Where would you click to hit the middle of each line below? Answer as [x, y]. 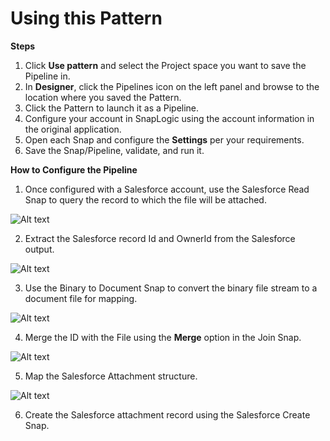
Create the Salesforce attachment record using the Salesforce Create [167, 414]
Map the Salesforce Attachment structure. [111, 376]
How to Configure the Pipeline [74, 169]
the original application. [73, 129]
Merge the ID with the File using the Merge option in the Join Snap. [163, 337]
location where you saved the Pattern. [103, 97]
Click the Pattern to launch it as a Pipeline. [112, 108]
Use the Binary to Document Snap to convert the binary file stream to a [171, 288]
